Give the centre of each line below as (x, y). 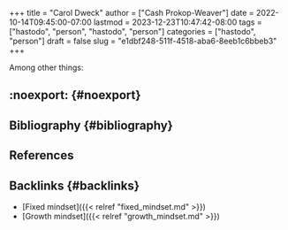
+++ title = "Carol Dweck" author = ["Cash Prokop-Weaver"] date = (132, 13)
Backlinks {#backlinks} (74, 185)
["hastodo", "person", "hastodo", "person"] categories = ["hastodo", (133, 31)
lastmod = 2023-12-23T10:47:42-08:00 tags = (178, 22)
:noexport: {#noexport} (75, 95)
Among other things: (46, 67)
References (42, 155)
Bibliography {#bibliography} (91, 125)
